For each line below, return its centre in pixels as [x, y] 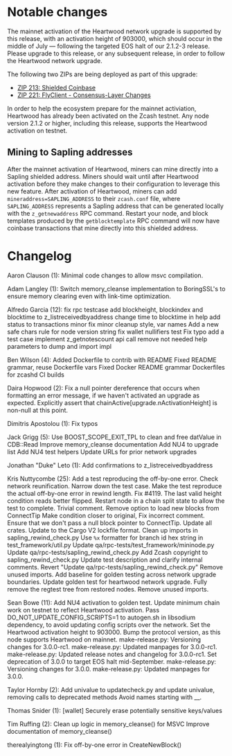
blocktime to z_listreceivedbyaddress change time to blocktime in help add [114, 317]
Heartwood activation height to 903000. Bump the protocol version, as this [114, 632]
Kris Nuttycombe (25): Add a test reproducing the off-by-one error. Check [113, 479]
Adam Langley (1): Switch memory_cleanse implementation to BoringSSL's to [116, 289]
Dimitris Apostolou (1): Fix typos [53, 423]
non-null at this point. [37, 410]
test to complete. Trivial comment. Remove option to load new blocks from [113, 508]
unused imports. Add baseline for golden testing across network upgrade [112, 574]
